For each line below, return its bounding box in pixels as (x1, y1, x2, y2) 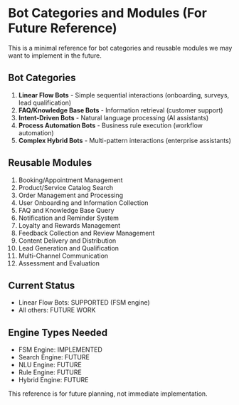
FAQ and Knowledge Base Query (18, 206, 115, 214)
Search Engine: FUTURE (18, 353, 90, 362)
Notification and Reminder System (18, 214, 119, 222)
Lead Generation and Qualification (18, 243, 119, 252)
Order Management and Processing (18, 191, 124, 199)
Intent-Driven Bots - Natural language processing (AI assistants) (18, 113, 209, 122)
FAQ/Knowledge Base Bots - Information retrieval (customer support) (18, 105, 223, 115)
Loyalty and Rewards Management (18, 221, 121, 229)
